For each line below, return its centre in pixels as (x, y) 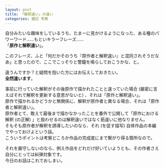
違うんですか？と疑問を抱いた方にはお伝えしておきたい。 (63, 72)
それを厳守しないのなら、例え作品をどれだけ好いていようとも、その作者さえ (82, 148)
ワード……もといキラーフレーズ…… (49, 39)
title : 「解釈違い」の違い (29, 14)
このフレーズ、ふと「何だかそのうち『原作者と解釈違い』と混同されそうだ (80, 56)
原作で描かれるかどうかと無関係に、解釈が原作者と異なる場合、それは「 (78, 101)
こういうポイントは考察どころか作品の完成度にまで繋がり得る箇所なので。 (80, 138)
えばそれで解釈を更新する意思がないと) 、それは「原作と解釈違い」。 (74, 95)
